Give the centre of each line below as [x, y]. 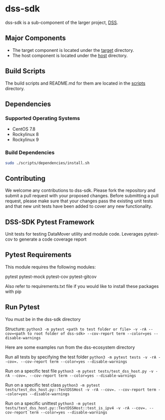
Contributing [25, 178]
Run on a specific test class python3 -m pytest [53, 385]
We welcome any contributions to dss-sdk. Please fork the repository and [80, 190]
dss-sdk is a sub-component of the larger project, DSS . [62, 22]
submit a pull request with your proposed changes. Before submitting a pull [82, 196]
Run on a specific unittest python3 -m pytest [51, 403]
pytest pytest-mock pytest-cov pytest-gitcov [51, 277]
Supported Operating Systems [43, 118]
